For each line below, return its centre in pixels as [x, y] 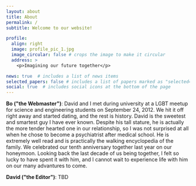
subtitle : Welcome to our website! [49, 28]
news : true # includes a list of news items [62, 76]
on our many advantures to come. [47, 166]
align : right [27, 44]
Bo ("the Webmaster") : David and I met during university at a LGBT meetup [97, 104]
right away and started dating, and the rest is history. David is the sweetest [96, 116]
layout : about [23, 11]
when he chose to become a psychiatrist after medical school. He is [87, 135]
